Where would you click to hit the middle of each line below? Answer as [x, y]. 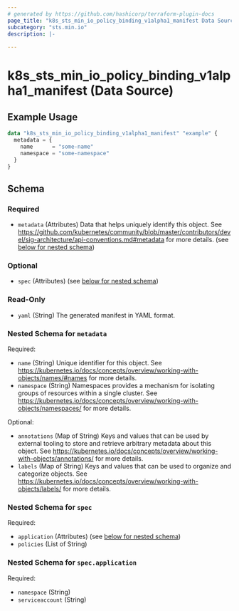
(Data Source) [132, 91]
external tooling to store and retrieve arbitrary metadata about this [115, 443]
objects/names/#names [52, 377]
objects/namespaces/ [49, 408]
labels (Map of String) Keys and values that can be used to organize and [124, 466]
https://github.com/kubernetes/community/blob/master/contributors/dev [124, 232]
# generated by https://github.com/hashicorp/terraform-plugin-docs [111, 14]
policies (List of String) [52, 544]
